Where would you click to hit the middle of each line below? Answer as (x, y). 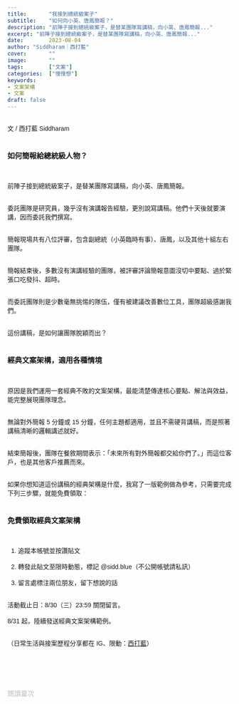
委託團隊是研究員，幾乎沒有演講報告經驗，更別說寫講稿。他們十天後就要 (113, 208)
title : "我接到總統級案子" (53, 14)
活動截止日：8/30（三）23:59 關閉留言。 (66, 605)
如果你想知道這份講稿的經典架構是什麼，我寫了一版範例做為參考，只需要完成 (119, 484)
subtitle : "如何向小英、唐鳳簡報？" (60, 21)
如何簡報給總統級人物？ (47, 156)
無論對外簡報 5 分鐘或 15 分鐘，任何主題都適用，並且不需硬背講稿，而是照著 (119, 422)
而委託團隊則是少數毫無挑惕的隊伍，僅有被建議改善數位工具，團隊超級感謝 (116, 302)
